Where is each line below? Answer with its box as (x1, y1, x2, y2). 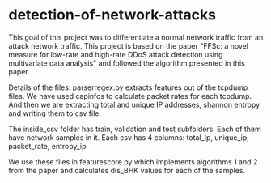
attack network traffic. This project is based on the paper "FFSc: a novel (8, 40, 249, 50)
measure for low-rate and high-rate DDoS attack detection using (8, 49, 223, 59)
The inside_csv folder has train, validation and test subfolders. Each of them (8, 124, 261, 134)
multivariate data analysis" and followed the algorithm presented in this (8, 58, 245, 68)
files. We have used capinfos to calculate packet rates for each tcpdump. (8, 91, 252, 100)
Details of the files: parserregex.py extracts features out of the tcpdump (8, 83, 248, 92)
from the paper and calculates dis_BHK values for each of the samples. (8, 165, 245, 175)
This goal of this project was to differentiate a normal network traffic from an (8, 32, 264, 42)
